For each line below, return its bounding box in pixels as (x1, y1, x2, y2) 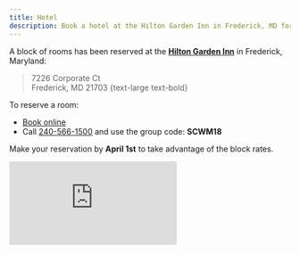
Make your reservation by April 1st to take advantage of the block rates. (9, 143, 274, 154)
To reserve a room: (9, 99, 79, 110)
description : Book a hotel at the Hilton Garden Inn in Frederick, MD (9, 21, 278, 30)
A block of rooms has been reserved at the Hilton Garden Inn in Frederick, (9, 45, 283, 56)
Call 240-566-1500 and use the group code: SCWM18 (21, 126, 222, 136)
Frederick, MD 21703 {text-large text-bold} (30, 82, 188, 93)
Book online (21, 117, 67, 127)
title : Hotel (9, 12, 58, 22)
